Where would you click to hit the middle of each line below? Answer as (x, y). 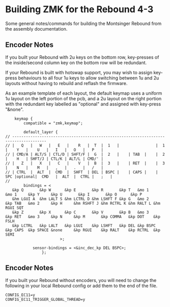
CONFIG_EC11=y (20, 295)
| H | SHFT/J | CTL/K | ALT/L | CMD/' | (54, 159)
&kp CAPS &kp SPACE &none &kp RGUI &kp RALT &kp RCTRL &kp (83, 230)
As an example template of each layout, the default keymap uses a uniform (84, 93)
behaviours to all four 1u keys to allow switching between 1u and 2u (89, 78)
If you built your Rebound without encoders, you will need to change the (81, 280)
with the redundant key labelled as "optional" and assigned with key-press (83, 104)
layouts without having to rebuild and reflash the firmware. (66, 83)
